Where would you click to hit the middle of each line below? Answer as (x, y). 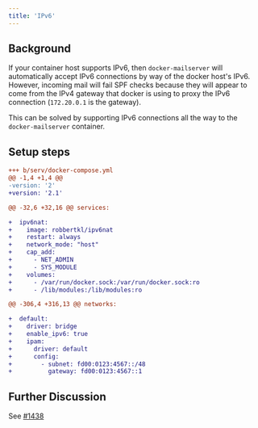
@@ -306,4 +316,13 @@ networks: (62, 304)
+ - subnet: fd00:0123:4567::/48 (77, 364)
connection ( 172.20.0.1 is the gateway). (75, 103)
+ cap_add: (32, 252)
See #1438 (26, 416)
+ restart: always (45, 237)
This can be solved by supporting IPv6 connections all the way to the (123, 118)
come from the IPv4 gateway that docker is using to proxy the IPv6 (119, 94)
